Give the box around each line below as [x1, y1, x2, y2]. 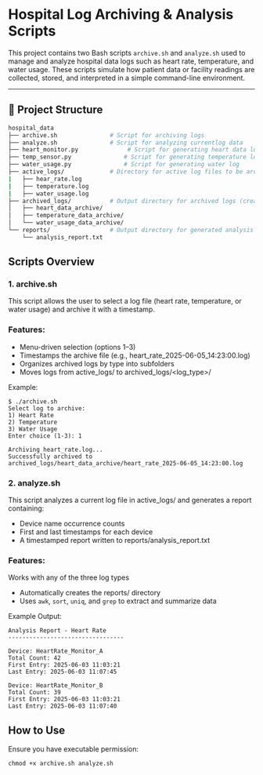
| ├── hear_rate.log [8, 175, 82, 183]
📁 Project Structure [8, 104, 103, 117]
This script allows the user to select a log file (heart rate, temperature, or [8, 297, 243, 306]
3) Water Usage [8, 425, 58, 433]
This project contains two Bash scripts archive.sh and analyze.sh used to [8, 48, 246, 57]
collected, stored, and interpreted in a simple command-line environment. [8, 73, 245, 82]
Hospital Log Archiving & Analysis [8, 5, 234, 24]
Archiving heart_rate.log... [8, 446, 103, 453]
